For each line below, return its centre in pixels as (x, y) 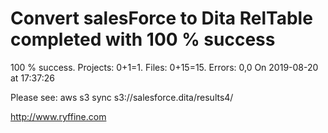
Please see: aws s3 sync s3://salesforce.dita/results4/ (122, 97)
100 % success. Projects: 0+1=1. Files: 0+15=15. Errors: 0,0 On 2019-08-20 (164, 67)
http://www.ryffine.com (58, 116)
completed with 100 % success (143, 39)
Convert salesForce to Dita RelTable (161, 18)
